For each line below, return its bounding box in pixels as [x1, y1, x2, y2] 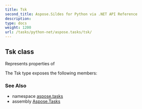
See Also [5, 82, 27, 89]
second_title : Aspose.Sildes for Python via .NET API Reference [5, 12, 138, 17]
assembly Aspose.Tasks [12, 98, 61, 105]
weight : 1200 [5, 25, 32, 30]
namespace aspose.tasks [12, 93, 63, 99]
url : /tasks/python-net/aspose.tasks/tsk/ [5, 30, 92, 35]
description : [5, 16, 32, 21]
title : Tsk [5, 7, 27, 12]
